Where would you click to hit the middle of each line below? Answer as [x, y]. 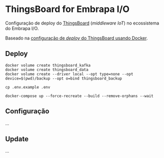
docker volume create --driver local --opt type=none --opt [69, 74]
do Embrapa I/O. [22, 28]
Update [17, 139]
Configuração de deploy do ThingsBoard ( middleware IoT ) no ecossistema [82, 23]
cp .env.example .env [28, 87]
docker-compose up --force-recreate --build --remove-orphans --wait [79, 96]
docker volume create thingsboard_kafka [48, 65]
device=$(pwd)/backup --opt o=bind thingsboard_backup [64, 78]
